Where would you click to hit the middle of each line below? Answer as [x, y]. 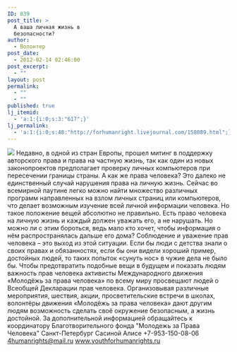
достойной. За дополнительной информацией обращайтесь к [100, 318]
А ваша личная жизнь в [47, 27]
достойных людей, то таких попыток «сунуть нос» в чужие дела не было [117, 258]
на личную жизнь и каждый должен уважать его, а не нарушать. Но [110, 221]
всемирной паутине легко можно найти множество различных [103, 191]
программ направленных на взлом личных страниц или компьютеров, [114, 198]
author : [19, 40]
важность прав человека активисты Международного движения [105, 274]
